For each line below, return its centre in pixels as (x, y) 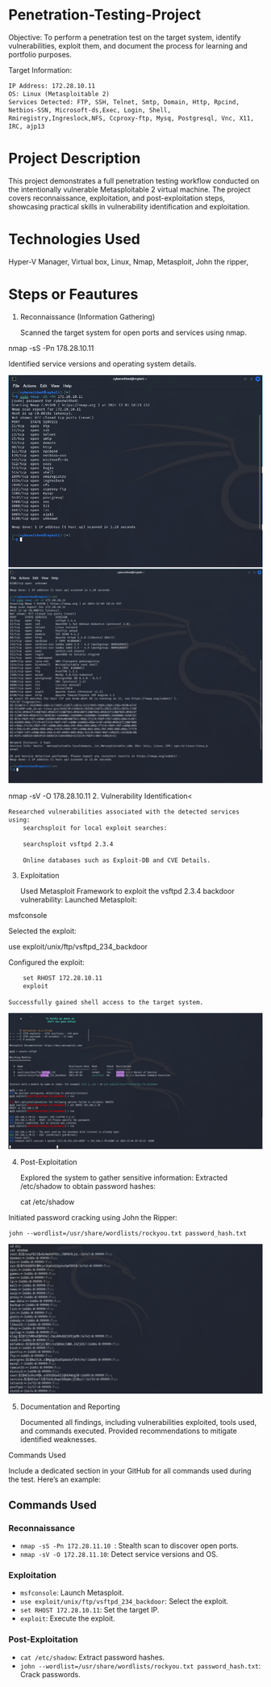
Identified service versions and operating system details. (102, 364)
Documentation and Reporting (70, 1407)
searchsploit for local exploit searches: (95, 828)
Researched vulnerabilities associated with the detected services (124, 812)
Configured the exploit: (46, 962)
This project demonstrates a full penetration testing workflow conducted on (134, 180)
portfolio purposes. (40, 54)
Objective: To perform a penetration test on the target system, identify (125, 37)
